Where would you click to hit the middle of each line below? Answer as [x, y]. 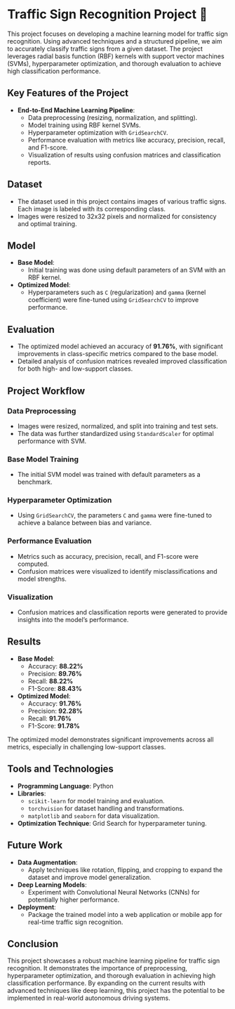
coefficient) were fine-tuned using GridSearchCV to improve [113, 300]
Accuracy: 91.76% [55, 703]
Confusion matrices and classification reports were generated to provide [122, 612]
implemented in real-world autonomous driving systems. [89, 998]
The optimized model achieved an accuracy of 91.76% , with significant [120, 346]
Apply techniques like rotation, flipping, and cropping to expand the [125, 869]
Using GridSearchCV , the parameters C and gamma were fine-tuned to [115, 515]
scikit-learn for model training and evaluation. [96, 800]
